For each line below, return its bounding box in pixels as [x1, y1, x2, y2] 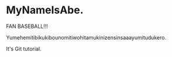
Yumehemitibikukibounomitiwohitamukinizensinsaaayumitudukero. [6, 34, 167, 41]
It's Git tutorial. [6, 45, 42, 52]
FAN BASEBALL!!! [6, 23, 49, 30]
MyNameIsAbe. [6, 3, 84, 17]
